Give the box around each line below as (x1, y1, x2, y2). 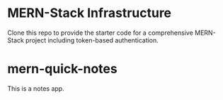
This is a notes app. (7, 84, 65, 93)
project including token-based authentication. (25, 35, 159, 44)
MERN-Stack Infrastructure (7, 5, 172, 21)
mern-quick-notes (7, 61, 118, 77)
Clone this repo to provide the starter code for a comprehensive (7, 28, 193, 37)
